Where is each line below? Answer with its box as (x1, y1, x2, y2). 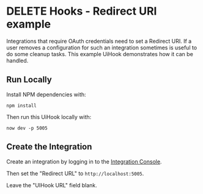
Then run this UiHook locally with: (6, 113, 92, 120)
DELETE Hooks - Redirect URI (6, 4, 157, 18)
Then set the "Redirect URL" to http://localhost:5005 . (6, 170, 144, 177)
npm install (6, 102, 37, 109)
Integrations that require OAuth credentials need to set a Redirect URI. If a (6, 37, 192, 45)
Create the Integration (6, 142, 92, 152)
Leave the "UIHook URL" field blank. (6, 181, 98, 189)
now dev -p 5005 (6, 125, 48, 131)
